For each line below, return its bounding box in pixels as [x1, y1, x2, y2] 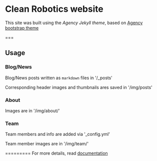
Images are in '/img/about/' [5, 107, 60, 114]
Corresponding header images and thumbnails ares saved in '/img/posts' [5, 84, 153, 90]
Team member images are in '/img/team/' [5, 141, 89, 147]
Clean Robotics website [5, 3, 104, 15]
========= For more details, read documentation [5, 150, 108, 156]
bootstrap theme [5, 25, 39, 31]
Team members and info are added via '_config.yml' [5, 131, 110, 137]
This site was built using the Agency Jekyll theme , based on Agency [5, 20, 143, 26]
